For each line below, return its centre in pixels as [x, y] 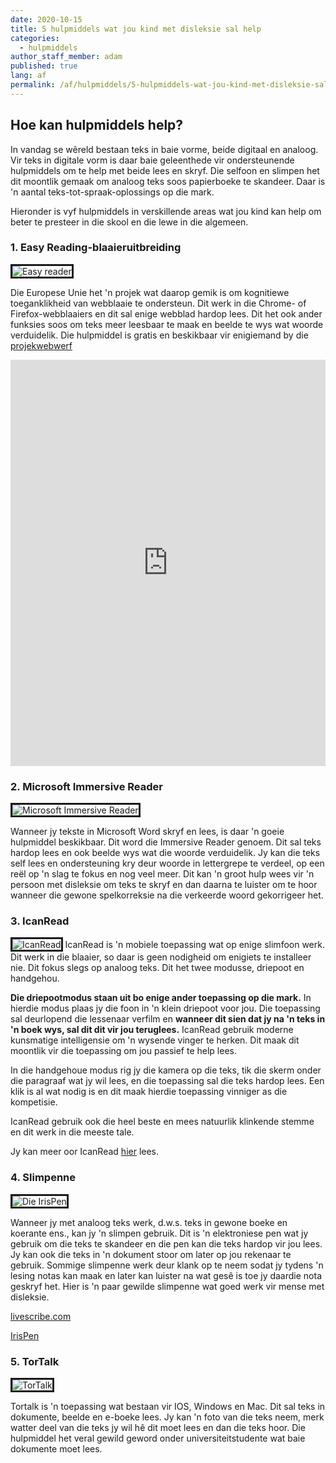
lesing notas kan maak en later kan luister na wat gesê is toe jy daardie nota [166, 1275]
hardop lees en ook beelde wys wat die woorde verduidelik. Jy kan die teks [165, 853]
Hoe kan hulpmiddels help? [97, 125]
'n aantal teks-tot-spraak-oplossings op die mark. [112, 192]
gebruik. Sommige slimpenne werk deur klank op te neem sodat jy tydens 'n [167, 1265]
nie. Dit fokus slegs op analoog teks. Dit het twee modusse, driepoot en [157, 968]
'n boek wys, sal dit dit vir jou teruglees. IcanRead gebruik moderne [152, 1030]
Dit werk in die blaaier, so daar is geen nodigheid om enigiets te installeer [161, 957]
